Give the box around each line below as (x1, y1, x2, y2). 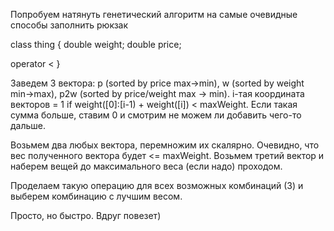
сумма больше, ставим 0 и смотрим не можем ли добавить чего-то (10, 109, 302, 121)
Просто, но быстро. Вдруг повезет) (10, 210, 162, 221)
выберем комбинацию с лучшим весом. (10, 190, 183, 202)
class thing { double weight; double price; (10, 39, 182, 50)
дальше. (10, 120, 47, 131)
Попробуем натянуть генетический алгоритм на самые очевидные (10, 9, 298, 20)
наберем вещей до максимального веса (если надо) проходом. (10, 160, 283, 172)
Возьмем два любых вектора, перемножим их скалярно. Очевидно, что (10, 139, 320, 151)
